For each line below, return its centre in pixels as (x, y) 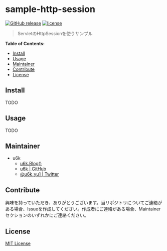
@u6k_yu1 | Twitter (39, 174)
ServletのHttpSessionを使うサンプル (55, 33)
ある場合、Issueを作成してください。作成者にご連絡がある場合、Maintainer (83, 209)
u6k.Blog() (31, 164)
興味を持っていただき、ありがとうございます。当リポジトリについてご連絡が (84, 203)
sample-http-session (50, 9)
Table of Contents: (25, 43)
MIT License (18, 243)
